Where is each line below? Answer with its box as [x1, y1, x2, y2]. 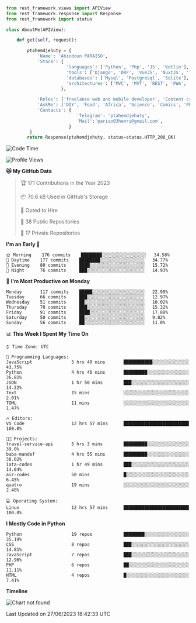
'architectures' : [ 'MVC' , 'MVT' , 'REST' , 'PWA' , [66, 80, 187, 87]
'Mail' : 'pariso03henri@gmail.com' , [76, 118, 163, 124]
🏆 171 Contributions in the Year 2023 [20, 180, 110, 187]
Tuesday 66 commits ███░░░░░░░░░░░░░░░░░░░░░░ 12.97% [6, 294, 168, 300]
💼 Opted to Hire [20, 207, 58, 214]
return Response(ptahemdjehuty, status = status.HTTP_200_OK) [27, 135, 176, 140]
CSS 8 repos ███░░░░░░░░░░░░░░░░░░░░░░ [6, 542, 190, 548]
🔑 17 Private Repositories [20, 229, 80, 236]
